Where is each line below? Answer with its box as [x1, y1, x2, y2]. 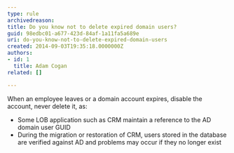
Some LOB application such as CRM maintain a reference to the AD [17, 115, 212, 124]
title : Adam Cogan [13, 62, 68, 69]
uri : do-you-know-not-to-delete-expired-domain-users [7, 36, 168, 44]
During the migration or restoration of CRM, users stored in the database [17, 131, 227, 139]
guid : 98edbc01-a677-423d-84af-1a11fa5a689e [7, 29, 139, 37]
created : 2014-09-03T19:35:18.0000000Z [7, 43, 124, 50]
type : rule [7, 10, 39, 18]
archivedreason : [7, 17, 55, 24]
